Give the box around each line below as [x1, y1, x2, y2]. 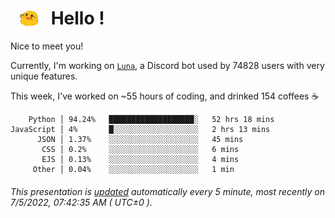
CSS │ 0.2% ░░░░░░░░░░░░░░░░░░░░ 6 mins [41, 145, 240, 155]
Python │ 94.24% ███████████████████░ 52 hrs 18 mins [28, 115, 275, 125]
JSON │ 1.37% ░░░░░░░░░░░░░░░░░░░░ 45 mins [36, 135, 244, 145]
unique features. [10, 70, 78, 82]
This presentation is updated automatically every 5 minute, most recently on [10, 185, 325, 197]
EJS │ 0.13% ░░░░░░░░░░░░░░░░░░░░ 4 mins [41, 155, 240, 165]
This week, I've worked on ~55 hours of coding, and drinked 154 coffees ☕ [10, 90, 320, 102]
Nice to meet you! [10, 40, 84, 52]
